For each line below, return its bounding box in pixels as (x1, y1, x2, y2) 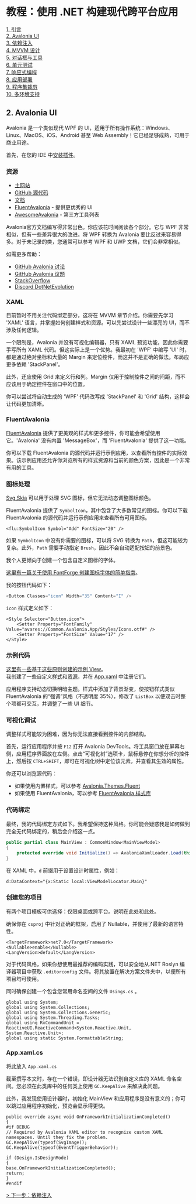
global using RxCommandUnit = (6, 1020, 80, 1025)
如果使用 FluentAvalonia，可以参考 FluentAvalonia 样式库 (14, 790, 151, 797)
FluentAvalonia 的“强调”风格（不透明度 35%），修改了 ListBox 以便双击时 (6, 693, 181, 700)
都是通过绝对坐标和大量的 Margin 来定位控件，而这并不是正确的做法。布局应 (6, 354, 190, 361)
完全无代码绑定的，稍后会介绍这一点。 (6, 827, 98, 834)
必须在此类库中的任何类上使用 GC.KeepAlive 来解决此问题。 (21, 1082, 163, 1089)
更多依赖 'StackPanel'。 (6, 361, 64, 368)
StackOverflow (14, 277, 51, 284)
